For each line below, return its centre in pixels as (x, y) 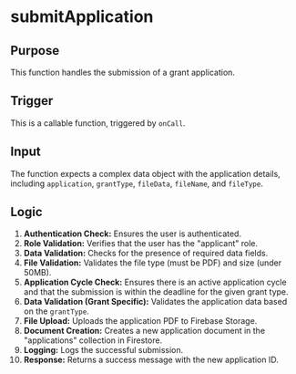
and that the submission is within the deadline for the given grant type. (156, 292)
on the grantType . (56, 311)
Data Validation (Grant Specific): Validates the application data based (155, 302)
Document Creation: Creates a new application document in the (144, 331)
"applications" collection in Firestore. (93, 340)
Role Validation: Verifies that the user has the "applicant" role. (141, 244)
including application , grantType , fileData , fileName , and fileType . (137, 183)
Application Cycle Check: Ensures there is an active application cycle (155, 282)
